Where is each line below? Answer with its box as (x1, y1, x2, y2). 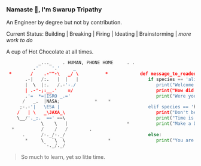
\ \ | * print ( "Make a (41, 120, 191, 127)
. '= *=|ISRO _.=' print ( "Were (25, 93, 186, 99)
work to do (6, 37, 33, 44)
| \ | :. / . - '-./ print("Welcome (25, 82, 194, 88)
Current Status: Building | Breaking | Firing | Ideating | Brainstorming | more (6, 30, 191, 37)
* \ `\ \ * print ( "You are (25, 137, 194, 143)
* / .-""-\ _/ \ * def (8, 71, 148, 77)
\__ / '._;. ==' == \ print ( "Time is (17, 115, 194, 121)
